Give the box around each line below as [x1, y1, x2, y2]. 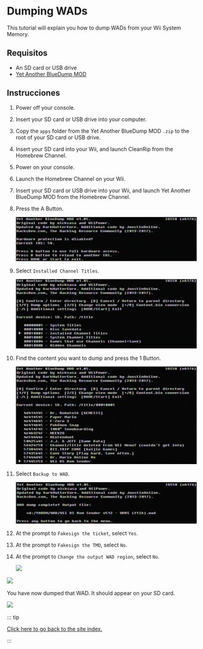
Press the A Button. [15, 205, 64, 212]
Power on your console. [15, 163, 75, 171]
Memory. [7, 30, 30, 37]
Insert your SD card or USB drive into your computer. [15, 116, 147, 123]
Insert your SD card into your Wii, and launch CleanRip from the [15, 145, 173, 152]
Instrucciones [7, 88, 60, 98]
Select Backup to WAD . [15, 470, 70, 477]
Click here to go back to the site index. [7, 625, 102, 632]
